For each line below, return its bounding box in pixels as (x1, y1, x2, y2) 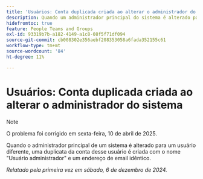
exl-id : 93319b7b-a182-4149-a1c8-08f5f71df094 (6, 31, 126, 37)
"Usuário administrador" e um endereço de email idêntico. (6, 154, 151, 161)
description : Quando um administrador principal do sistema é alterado (6, 15, 190, 21)
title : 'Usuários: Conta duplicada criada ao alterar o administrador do (6, 8, 196, 15)
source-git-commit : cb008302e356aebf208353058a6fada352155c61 (6, 37, 166, 43)
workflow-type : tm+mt (6, 43, 61, 49)
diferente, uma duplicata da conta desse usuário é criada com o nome (6, 148, 181, 155)
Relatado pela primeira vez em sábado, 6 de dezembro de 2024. (6, 166, 167, 173)
